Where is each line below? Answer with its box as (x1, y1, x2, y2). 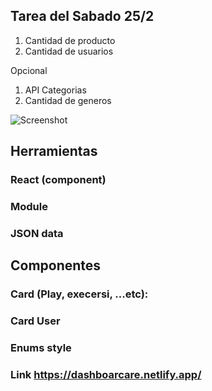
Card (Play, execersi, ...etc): (10, 287, 149, 301)
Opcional (10, 64, 48, 76)
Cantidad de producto (24, 34, 116, 46)
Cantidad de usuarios (24, 45, 114, 57)
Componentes (10, 257, 102, 274)
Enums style (10, 341, 72, 355)
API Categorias (24, 84, 87, 96)
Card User (10, 314, 61, 328)
